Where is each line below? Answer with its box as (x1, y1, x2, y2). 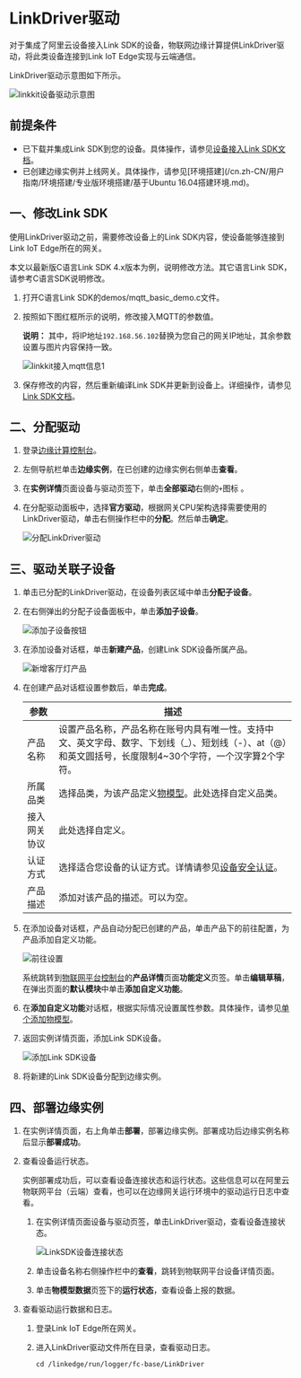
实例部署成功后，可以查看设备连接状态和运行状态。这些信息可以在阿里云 (21, 1175, 289, 1185)
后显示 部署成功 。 (21, 1137, 86, 1147)
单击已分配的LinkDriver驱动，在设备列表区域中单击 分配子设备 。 (21, 587, 257, 598)
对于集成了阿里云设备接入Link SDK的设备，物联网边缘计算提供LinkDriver (9, 39, 277, 50)
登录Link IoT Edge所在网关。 (35, 1323, 142, 1333)
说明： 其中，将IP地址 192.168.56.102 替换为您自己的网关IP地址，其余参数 (21, 329, 292, 341)
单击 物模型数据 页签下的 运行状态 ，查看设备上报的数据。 (35, 1285, 240, 1295)
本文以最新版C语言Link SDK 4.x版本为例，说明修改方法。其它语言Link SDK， (9, 261, 292, 272)
